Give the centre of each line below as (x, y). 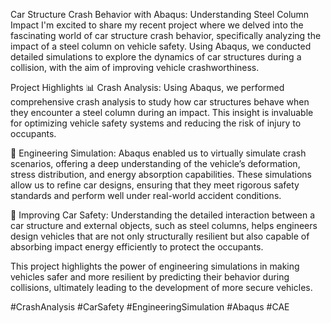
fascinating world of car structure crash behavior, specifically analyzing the (166, 35)
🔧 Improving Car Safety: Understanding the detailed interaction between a (163, 215)
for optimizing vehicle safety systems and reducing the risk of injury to (156, 123)
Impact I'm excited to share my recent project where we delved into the (157, 25)
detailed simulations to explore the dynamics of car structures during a (156, 57)
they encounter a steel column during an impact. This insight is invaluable (162, 112)
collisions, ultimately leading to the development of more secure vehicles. (161, 287)
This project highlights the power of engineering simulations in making (155, 266)
